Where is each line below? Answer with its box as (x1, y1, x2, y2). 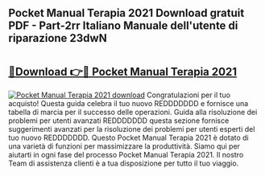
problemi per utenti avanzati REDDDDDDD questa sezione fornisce (8, 116, 230, 125)
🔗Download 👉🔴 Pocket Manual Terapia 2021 (8, 64, 238, 79)
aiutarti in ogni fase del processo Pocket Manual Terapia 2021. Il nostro (8, 150, 244, 159)
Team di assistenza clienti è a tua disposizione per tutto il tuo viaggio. (8, 158, 239, 168)
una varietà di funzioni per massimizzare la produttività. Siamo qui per (8, 141, 240, 151)
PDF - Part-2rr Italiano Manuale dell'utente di (8, 19, 238, 33)
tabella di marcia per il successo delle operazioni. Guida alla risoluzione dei (8, 108, 258, 117)
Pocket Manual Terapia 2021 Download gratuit (8, 6, 245, 20)
